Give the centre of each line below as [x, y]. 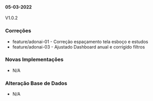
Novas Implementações [34, 59]
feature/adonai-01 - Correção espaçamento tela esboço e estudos [80, 42]
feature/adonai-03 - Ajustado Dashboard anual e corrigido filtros [78, 47]
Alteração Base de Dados [36, 83]
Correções [18, 31]
